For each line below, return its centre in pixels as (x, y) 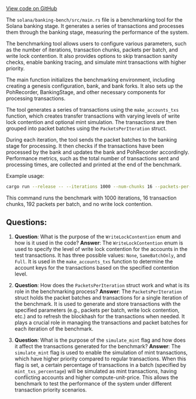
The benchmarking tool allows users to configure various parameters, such (96, 44)
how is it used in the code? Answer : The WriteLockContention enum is (99, 243)
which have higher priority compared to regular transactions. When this (100, 359)
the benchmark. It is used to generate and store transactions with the (97, 304)
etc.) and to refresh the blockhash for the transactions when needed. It (99, 316)
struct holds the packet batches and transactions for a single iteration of (101, 297)
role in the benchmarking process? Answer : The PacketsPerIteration (98, 291)
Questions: (27, 223)
